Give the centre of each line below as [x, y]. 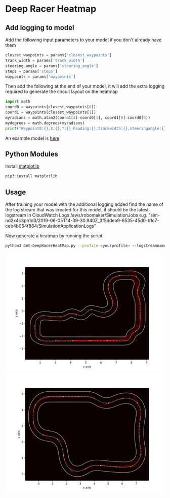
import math [18, 102]
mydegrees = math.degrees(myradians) [45, 123]
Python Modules [32, 154]
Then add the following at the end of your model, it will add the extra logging [85, 86]
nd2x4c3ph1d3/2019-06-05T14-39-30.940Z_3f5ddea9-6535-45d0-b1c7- [82, 221]
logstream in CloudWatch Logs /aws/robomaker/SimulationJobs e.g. [76, 215]
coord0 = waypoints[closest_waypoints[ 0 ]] [51, 107]
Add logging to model [40, 28]
